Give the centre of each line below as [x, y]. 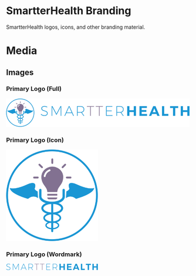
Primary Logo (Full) [34, 89]
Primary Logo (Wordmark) [44, 254]
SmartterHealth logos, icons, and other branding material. [76, 27]
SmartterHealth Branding [69, 11]
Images [20, 72]
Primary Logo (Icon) [35, 140]
